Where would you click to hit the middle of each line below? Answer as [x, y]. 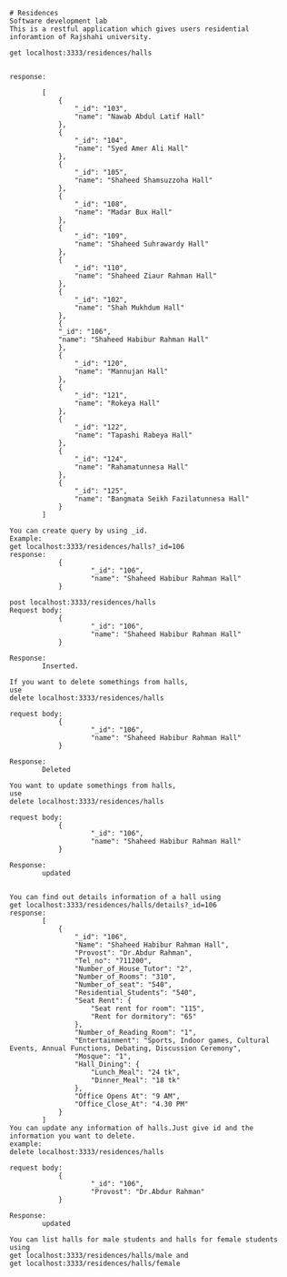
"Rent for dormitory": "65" [143, 1017]
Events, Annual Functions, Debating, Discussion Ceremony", [126, 1049]
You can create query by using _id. [79, 531]
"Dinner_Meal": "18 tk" [135, 1080]
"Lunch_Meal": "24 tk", [135, 1072]
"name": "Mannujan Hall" [121, 371]
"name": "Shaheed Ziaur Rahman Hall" [146, 276]
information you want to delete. [73, 1136]
